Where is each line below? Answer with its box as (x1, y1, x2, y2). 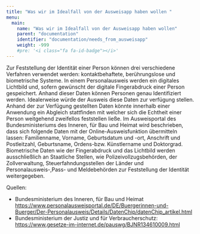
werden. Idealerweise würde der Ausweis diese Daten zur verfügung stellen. (6, 96, 195, 103)
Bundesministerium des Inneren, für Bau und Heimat (14, 195, 144, 202)
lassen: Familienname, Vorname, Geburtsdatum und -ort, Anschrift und (6, 134, 180, 141)
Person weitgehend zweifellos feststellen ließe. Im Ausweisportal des (6, 115, 176, 122)
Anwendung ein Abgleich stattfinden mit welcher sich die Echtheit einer (6, 108, 182, 116)
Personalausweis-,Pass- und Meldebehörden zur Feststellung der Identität (6, 166, 189, 173)
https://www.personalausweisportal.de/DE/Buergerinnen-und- (14, 202, 169, 209)
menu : (6, 14, 20, 20)
